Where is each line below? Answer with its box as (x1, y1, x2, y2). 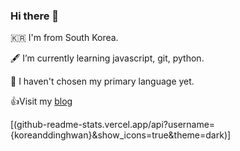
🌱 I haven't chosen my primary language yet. (10, 75, 195, 88)
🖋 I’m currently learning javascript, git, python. (10, 52, 205, 64)
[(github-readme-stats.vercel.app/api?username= (10, 119, 216, 131)
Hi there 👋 (10, 9, 60, 23)
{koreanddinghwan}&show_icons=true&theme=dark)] (10, 129, 232, 141)
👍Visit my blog (10, 95, 73, 108)
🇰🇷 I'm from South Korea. (10, 32, 119, 44)
